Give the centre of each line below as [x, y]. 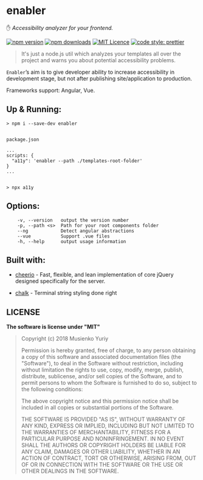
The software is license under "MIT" [53, 327]
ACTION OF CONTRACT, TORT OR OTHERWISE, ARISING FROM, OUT [108, 458]
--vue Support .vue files [64, 236]
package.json [23, 139]
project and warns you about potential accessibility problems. [98, 60]
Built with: [26, 260]
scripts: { [20, 155]
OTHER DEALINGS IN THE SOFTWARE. [70, 471]
